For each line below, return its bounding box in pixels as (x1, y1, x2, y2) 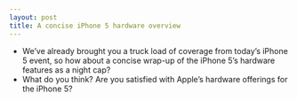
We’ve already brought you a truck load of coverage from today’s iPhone (21, 45, 289, 56)
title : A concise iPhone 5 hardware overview (9, 21, 181, 30)
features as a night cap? (21, 64, 111, 75)
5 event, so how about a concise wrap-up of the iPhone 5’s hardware (21, 55, 276, 66)
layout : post (9, 12, 58, 22)
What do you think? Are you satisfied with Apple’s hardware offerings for (21, 74, 288, 84)
